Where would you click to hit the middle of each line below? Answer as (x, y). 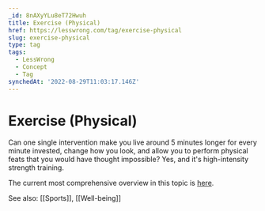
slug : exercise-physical (49, 38)
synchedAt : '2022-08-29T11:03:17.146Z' (74, 81)
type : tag (25, 45)
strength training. (36, 168)
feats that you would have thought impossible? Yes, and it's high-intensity (129, 160)
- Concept (31, 67)
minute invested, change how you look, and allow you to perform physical (129, 151)
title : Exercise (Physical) (55, 23)
